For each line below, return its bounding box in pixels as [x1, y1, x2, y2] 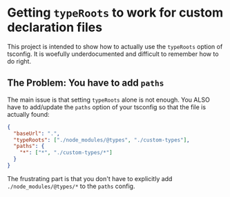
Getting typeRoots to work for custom [7, 5, 223, 21]
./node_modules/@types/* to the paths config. [7, 182, 135, 190]
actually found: [7, 110, 50, 118]
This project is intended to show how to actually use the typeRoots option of [7, 42, 223, 50]
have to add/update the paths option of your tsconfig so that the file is [7, 102, 206, 111]
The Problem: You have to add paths [7, 77, 164, 89]
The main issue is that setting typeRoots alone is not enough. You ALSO [7, 95, 211, 104]
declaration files [7, 19, 102, 35]
